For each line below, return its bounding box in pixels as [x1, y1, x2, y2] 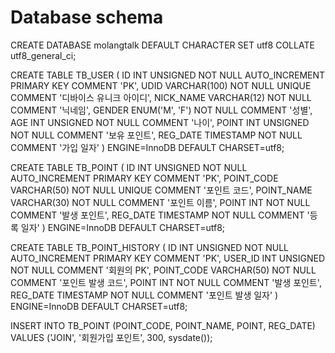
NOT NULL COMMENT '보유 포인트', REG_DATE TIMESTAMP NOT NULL [10, 129, 303, 141]
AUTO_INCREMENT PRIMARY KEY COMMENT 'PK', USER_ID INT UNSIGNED [10, 252, 326, 264]
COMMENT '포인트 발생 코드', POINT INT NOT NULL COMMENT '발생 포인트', [10, 276, 322, 288]
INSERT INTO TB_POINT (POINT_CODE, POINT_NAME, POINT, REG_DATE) [10, 319, 316, 331]
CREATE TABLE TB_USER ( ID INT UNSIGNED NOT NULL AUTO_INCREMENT [10, 69, 326, 81]
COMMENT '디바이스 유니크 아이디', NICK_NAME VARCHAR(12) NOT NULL [10, 91, 312, 103]
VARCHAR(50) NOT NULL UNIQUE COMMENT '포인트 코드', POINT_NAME [10, 184, 313, 196]
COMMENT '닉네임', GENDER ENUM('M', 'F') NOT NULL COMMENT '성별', [10, 104, 313, 116]
